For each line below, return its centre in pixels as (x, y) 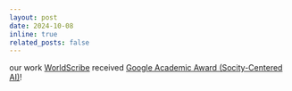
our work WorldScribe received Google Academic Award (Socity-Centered (146, 68)
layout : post (33, 17)
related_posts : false (50, 42)
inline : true (33, 34)
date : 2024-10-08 (42, 26)
